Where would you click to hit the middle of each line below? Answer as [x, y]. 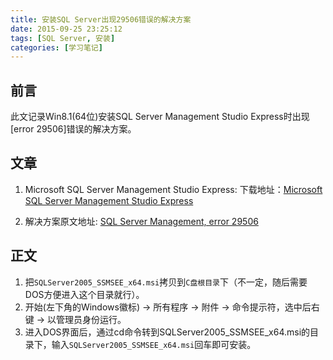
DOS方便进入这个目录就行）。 [84, 294]
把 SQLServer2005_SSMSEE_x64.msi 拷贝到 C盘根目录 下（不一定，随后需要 [166, 282]
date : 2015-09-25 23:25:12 [66, 29]
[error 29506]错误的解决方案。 [73, 129]
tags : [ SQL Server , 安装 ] [63, 38]
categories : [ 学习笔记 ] [56, 47]
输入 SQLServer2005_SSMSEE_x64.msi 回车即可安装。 [154, 344]
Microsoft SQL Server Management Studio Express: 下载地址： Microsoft [173, 189]
